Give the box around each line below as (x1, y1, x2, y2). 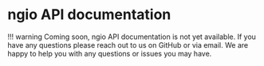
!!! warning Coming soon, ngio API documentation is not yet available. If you (7, 32, 257, 41)
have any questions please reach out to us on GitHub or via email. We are (7, 40, 249, 49)
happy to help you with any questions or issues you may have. (7, 49, 212, 58)
